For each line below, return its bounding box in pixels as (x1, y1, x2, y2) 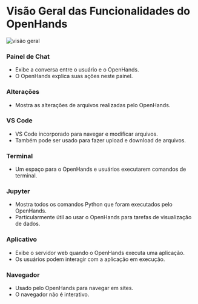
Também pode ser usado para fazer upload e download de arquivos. (15, 136, 186, 144)
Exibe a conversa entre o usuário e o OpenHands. (15, 66, 139, 73)
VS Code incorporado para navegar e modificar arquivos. (15, 130, 159, 137)
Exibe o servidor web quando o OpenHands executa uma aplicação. (15, 249, 185, 256)
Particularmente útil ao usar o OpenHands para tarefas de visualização (15, 214, 192, 221)
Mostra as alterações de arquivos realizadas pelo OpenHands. (15, 101, 171, 108)
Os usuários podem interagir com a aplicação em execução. (15, 256, 165, 263)
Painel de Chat (6, 52, 50, 61)
